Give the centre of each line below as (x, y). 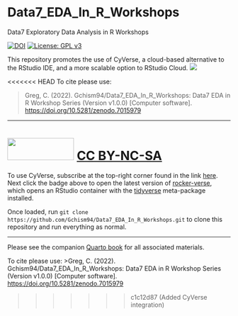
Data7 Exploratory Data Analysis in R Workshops (78, 32)
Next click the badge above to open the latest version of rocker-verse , (110, 183)
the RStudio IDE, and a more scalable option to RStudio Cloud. (98, 67)
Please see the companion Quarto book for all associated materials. (106, 247)
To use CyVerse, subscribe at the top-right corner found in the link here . (113, 175)
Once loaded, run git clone (48, 211)
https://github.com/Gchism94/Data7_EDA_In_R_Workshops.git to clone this (115, 219)
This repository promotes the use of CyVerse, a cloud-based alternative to (116, 59)
